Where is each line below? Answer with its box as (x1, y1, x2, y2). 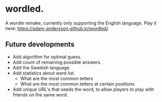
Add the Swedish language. (12, 64, 71, 70)
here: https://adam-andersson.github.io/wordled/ (5, 25, 109, 31)
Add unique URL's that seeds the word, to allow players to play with (12, 86, 154, 92)
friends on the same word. (12, 91, 68, 97)
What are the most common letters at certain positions (20, 81, 135, 87)
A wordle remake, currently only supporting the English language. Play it (5, 20, 157, 26)
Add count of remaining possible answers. (12, 59, 102, 65)
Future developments (5, 40, 75, 49)
